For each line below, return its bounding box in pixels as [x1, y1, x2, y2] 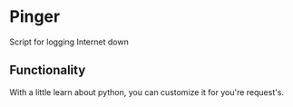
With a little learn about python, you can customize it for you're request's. [9, 86, 284, 97]
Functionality [9, 63, 86, 78]
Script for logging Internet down [9, 36, 129, 47]
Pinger [9, 6, 61, 27]
